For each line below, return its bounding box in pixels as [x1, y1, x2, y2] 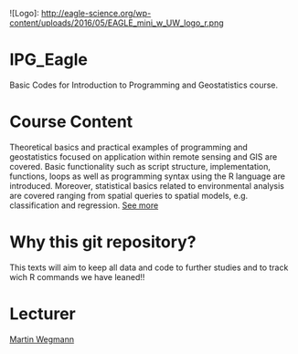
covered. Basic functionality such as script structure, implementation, [9, 161, 271, 172]
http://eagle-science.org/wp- [40, 8, 152, 18]
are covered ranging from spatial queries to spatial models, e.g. [9, 190, 249, 201]
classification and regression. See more [9, 200, 159, 211]
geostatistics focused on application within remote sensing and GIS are [9, 151, 278, 162]
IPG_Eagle [9, 49, 89, 70]
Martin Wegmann [9, 333, 75, 345]
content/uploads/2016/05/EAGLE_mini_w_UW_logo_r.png [9, 17, 224, 28]
